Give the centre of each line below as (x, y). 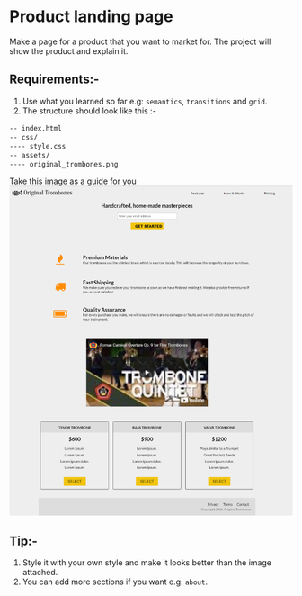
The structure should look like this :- (89, 111)
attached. (40, 573)
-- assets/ (30, 155)
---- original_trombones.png (64, 164)
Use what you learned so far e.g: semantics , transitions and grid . (145, 101)
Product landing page (91, 17)
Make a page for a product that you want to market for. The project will (140, 41)
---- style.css (38, 146)
